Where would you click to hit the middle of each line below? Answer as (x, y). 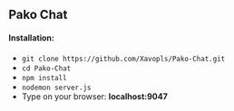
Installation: (32, 37)
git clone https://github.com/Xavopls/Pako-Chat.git (123, 59)
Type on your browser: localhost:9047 (95, 96)
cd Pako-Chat (46, 68)
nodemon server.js (56, 88)
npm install (44, 78)
